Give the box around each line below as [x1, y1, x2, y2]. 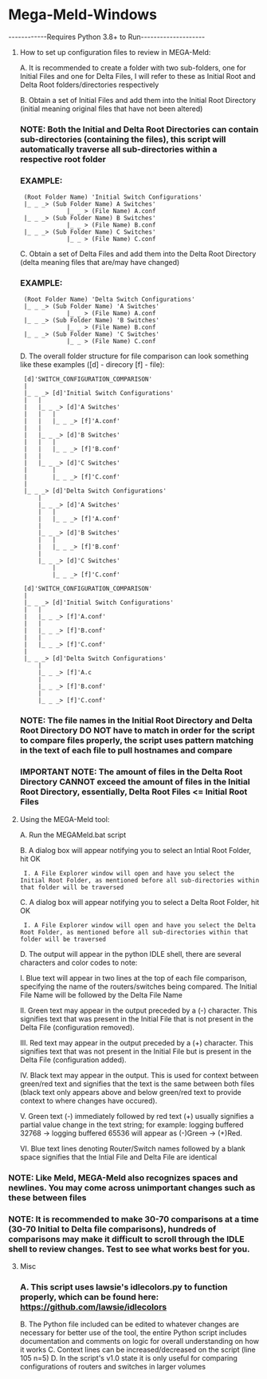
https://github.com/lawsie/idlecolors [19, 1301, 167, 1312]
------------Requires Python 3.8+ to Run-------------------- [8, 32, 206, 41]
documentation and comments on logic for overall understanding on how [19, 1337, 259, 1346]
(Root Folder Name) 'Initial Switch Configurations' [23, 193, 202, 201]
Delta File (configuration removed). [19, 1022, 135, 1032]
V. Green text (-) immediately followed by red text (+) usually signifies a [19, 1111, 254, 1120]
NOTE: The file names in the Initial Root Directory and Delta [19, 715, 253, 726]
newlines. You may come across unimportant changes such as [8, 1182, 256, 1193]
